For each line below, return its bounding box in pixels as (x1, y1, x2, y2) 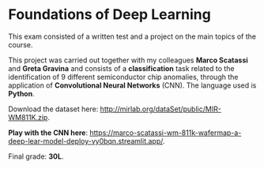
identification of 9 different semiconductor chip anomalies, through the (8, 72, 239, 81)
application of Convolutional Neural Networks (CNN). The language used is (8, 81, 257, 90)
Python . (8, 88, 35, 98)
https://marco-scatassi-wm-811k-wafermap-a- (89, 128, 242, 137)
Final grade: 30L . (8, 152, 64, 161)
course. (8, 39, 33, 49)
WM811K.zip (8, 112, 48, 122)
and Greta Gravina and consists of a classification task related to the (8, 63, 235, 73)
